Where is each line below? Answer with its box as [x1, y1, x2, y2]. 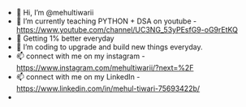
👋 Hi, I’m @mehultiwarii [15, 8, 94, 17]
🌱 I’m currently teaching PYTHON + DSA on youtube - [15, 16, 197, 26]
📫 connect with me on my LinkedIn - [15, 72, 140, 81]
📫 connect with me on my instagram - [15, 51, 145, 61]
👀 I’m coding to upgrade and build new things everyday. [15, 42, 203, 52]
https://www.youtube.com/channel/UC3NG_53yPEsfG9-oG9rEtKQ [15, 25, 238, 34]
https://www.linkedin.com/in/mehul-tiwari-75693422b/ [15, 83, 201, 93]
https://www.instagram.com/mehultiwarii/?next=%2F [15, 63, 194, 72]
